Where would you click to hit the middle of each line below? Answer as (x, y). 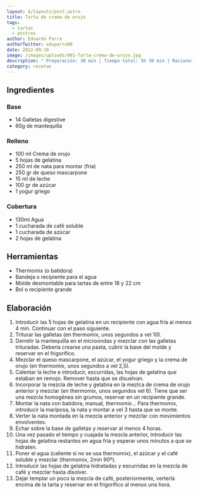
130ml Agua (29, 219)
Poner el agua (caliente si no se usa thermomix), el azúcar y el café (97, 453)
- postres (24, 34)
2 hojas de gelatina (38, 238)
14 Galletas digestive (40, 120)
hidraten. (26, 447)
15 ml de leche (33, 179)
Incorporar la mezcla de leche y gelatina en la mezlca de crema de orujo (103, 385)
